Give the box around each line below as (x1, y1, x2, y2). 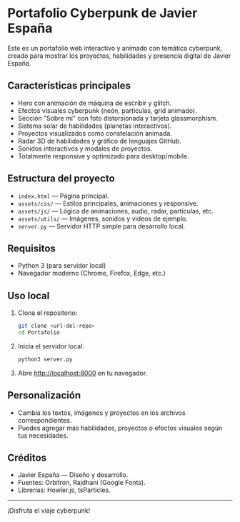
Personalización (7, 389, 81, 401)
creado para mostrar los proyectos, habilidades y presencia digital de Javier (7, 51, 231, 60)
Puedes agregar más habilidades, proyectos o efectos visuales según (17, 423, 223, 432)
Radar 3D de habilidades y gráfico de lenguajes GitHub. (17, 136, 182, 145)
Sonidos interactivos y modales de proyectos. (17, 144, 153, 153)
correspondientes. (17, 416, 72, 424)
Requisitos (7, 242, 56, 254)
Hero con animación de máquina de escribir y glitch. (17, 99, 172, 107)
